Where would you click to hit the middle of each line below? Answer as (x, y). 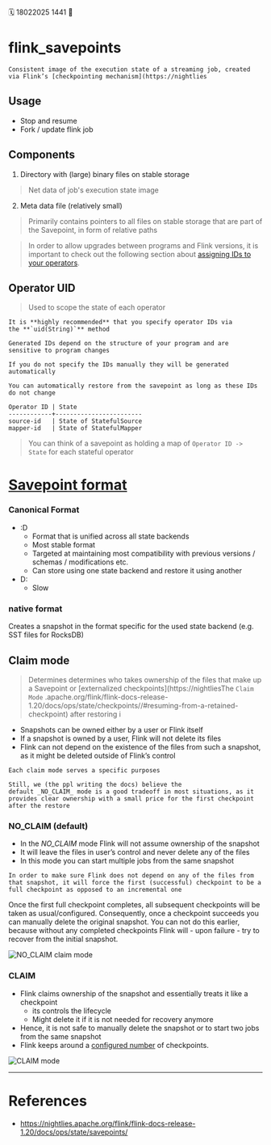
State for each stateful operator (81, 452)
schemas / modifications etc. (80, 562)
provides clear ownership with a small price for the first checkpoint (131, 799)
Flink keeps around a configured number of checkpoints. (115, 1045)
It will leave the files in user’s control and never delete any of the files (135, 852)
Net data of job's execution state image (93, 190)
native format (35, 608)
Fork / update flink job (57, 129)
